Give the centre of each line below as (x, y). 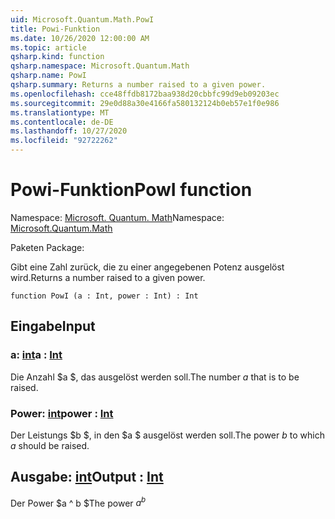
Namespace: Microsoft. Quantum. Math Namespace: (117, 217)
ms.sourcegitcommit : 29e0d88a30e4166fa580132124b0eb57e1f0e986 (145, 103)
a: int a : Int (36, 355)
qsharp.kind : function (57, 57)
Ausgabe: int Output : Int (87, 477)
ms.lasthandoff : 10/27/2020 (69, 131)
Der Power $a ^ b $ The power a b (78, 502)
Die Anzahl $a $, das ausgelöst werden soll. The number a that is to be (155, 377)
